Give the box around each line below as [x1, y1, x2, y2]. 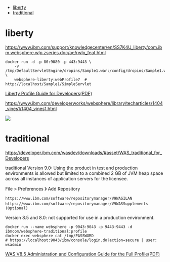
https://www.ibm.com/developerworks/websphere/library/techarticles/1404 [5, 100, 163, 106]
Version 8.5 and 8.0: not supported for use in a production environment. [5, 214, 155, 220]
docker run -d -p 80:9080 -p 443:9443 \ [5, 59, 92, 64]
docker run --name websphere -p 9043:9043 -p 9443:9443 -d [5, 224, 133, 230]
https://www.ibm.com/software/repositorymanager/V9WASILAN [5, 196, 133, 201]
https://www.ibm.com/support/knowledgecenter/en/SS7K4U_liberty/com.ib [5, 44, 162, 50]
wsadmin [5, 242, 22, 247]
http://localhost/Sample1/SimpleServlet [5, 81, 92, 87]
